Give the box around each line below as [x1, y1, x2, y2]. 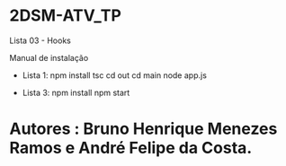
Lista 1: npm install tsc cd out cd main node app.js [22, 69, 207, 81]
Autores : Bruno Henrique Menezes [9, 118, 278, 139]
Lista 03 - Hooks [9, 35, 72, 46]
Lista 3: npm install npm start [22, 87, 130, 98]
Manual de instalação [9, 52, 89, 63]
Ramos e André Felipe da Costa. [9, 138, 253, 158]
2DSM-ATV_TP [9, 5, 121, 26]
